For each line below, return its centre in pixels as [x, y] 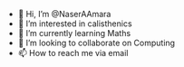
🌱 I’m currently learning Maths [74, 33]
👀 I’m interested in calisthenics [75, 24]
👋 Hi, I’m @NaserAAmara [64, 14]
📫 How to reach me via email [73, 53]
